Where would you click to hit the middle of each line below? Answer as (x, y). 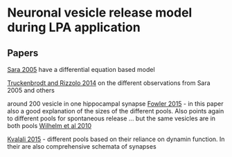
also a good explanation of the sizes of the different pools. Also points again (116, 111)
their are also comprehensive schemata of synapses (82, 146)
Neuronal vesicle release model (100, 13)
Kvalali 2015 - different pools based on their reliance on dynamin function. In (116, 139)
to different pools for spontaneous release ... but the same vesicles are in (111, 118)
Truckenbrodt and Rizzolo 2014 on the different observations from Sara (109, 83)
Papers (23, 53)
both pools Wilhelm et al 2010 (50, 126)
